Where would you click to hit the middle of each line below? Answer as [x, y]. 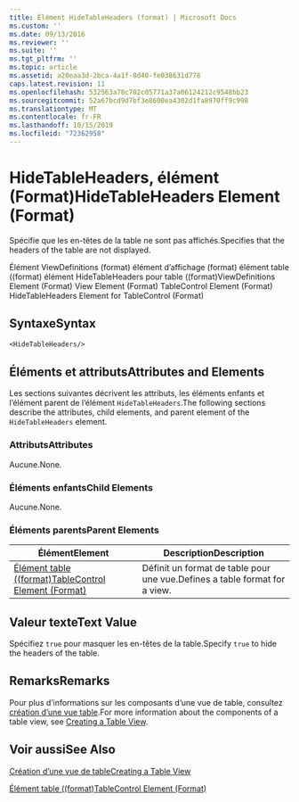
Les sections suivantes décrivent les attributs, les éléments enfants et [137, 393]
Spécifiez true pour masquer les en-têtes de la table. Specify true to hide [143, 644]
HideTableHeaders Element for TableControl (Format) [107, 295]
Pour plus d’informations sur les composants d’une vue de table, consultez [146, 702]
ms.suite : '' [33, 51]
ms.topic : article [43, 68]
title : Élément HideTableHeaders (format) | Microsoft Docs [123, 17]
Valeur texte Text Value [73, 622]
